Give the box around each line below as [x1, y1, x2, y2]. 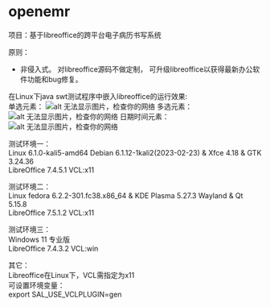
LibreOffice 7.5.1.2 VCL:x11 [8, 208, 95, 218]
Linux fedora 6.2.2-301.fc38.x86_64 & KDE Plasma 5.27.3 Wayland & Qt [8, 190, 243, 200]
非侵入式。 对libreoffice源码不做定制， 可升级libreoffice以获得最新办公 [19, 64, 253, 74]
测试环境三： [8, 224, 51, 234]
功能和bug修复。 [27, 74, 83, 84]
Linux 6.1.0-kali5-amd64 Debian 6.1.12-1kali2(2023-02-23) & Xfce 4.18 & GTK [8, 147, 262, 157]
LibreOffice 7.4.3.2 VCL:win [8, 243, 99, 253]
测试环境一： [8, 139, 51, 148]
